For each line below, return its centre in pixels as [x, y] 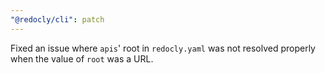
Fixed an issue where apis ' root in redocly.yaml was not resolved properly [163, 48]
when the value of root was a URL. [82, 58]
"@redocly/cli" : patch [57, 19]
